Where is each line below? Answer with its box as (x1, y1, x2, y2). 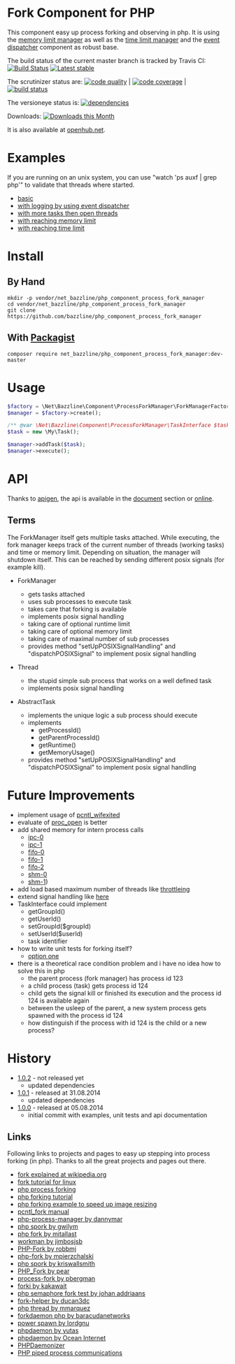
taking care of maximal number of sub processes (27, 634, 170, 642)
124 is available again (27, 996, 90, 1005)
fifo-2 (27, 862, 44, 871)
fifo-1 (27, 855, 43, 863)
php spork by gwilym (17, 1222, 78, 1231)
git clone (7, 306, 36, 314)
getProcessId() (38, 726, 82, 734)
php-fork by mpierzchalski (17, 1252, 94, 1261)
